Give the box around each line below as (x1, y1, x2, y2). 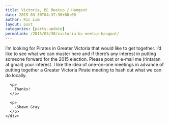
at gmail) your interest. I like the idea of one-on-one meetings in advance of (5, 62, 164, 67)
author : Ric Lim (5, 17, 40, 22)
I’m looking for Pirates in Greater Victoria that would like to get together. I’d (5, 45, 162, 51)
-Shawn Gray (14, 105, 40, 110)
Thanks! (14, 87, 31, 92)
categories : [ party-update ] (5, 27, 65, 32)
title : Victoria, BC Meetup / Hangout (5, 7, 88, 13)
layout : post (5, 21, 33, 27)
